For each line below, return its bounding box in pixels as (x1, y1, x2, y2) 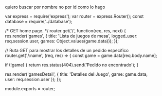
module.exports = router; (5, 86, 55, 91)
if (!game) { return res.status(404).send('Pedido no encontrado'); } (5, 62, 139, 68)
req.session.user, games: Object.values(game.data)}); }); (5, 38, 119, 44)
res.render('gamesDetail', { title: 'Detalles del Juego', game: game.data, (5, 71, 148, 77)
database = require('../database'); (5, 19, 72, 24)
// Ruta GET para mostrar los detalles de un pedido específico (5, 48, 129, 53)
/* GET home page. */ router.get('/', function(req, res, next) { (5, 28, 126, 33)
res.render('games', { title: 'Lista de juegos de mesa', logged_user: (5, 33, 138, 39)
